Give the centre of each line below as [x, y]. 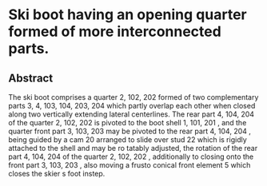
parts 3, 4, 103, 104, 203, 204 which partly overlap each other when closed [132, 106]
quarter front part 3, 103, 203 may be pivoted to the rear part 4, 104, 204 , [130, 131]
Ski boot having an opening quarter [128, 15]
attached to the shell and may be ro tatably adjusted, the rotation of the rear [133, 148]
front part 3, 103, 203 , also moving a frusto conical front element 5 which [130, 165]
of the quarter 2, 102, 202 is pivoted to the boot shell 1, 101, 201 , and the [128, 123]
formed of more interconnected [115, 32]
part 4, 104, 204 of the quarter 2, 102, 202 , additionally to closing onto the [131, 156]
